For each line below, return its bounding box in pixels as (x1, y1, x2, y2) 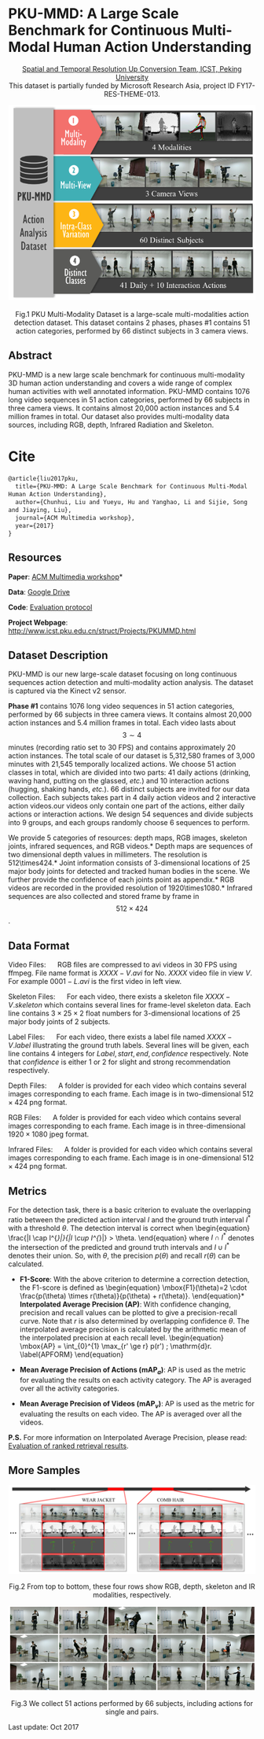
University (115, 72, 149, 82)
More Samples (8, 1464, 81, 1477)
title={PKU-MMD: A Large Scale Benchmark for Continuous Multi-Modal (15, 482, 247, 490)
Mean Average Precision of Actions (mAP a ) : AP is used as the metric (19, 1365, 246, 1376)
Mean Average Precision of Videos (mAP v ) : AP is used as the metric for (19, 1398, 255, 1410)
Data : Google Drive (8, 587, 71, 596)
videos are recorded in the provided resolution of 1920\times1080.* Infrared (8, 883, 253, 893)
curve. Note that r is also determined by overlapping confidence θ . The (19, 1316, 250, 1325)
